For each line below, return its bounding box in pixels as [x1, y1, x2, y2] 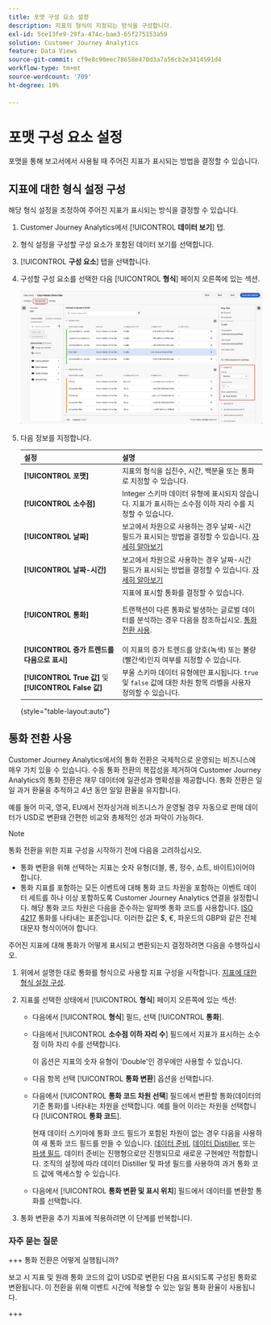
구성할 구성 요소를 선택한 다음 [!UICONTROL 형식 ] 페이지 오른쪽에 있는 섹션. [19, 274, 261, 284]
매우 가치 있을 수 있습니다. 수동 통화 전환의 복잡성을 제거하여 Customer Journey [8, 765, 261, 774]
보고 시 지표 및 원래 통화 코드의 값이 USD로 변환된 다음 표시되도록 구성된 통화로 [8, 1272, 257, 1281]
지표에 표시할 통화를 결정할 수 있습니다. [122, 587, 244, 597]
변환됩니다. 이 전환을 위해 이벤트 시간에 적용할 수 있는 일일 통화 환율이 [8, 1282, 227, 1292]
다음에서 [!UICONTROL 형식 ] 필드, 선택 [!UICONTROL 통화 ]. [31, 1011, 224, 1022]
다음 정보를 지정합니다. [19, 433, 92, 443]
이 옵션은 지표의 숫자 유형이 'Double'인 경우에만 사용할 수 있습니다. [31, 1056, 244, 1066]
